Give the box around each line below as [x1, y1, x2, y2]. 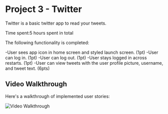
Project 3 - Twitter [5, 4, 82, 15]
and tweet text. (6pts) [5, 65, 50, 71]
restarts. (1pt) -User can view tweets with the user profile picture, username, [5, 60, 163, 66]
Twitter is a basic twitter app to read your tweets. [5, 20, 107, 26]
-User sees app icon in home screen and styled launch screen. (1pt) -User [5, 49, 158, 55]
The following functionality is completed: [5, 39, 89, 46]
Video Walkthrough [5, 80, 67, 88]
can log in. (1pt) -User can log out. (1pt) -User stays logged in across [5, 54, 147, 61]
